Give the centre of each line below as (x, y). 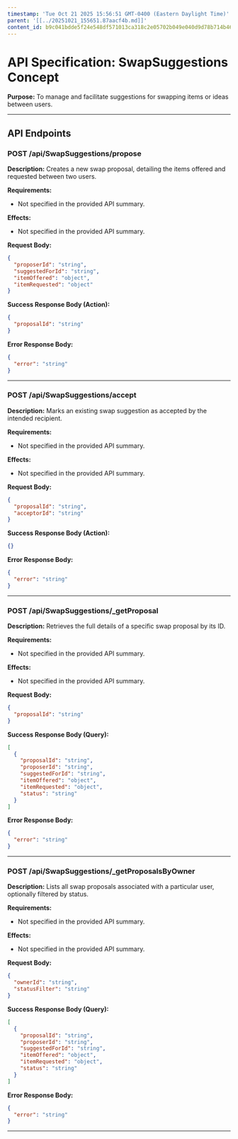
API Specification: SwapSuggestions (118, 62)
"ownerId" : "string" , (46, 982)
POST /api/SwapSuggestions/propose (74, 153)
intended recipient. (35, 418)
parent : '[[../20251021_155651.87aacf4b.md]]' (77, 21)
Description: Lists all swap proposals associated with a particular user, (111, 887)
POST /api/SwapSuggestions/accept (72, 395)
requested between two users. (52, 176)
